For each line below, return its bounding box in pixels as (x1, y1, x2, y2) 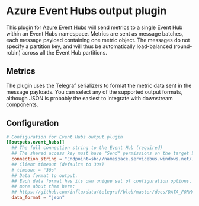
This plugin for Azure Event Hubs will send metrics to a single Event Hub (6, 24, 183, 31)
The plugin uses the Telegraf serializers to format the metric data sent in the (6, 82, 192, 89)
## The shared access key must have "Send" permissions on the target (11, 150, 190, 157)
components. (6, 101, 38, 108)
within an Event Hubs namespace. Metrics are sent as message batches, (6, 30, 184, 37)
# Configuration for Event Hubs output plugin (6, 134, 123, 140)
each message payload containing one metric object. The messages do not (6, 36, 191, 43)
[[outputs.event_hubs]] (6, 140, 65, 145)
